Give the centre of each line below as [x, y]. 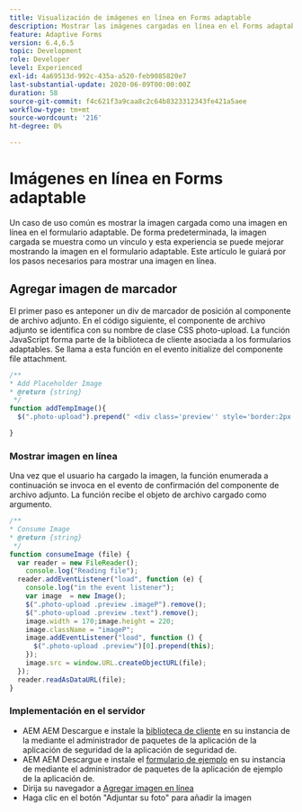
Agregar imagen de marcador [93, 289]
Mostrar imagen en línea [64, 456]
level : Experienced [46, 68]
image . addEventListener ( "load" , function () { [114, 638]
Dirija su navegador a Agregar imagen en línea [108, 788]
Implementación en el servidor [77, 711]
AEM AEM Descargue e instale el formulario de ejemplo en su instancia [154, 759]
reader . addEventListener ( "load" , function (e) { [110, 580]
